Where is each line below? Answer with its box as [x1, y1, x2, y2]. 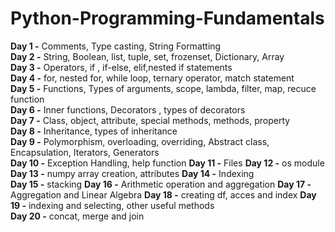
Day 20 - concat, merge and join [10, 210, 145, 222]
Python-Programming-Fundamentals [10, 7, 325, 30]
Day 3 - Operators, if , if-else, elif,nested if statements [10, 61, 233, 73]
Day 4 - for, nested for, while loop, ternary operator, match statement [10, 72, 295, 84]
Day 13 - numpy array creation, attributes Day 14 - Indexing [10, 167, 255, 179]
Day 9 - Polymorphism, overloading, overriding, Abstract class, [10, 135, 270, 147]
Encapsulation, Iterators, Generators [10, 146, 160, 158]
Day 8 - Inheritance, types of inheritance [10, 125, 178, 137]
